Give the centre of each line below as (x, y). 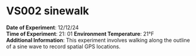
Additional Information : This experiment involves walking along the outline (98, 40)
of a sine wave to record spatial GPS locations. (63, 46)
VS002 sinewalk (48, 11)
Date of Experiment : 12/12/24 (43, 27)
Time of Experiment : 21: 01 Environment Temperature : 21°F (80, 33)
